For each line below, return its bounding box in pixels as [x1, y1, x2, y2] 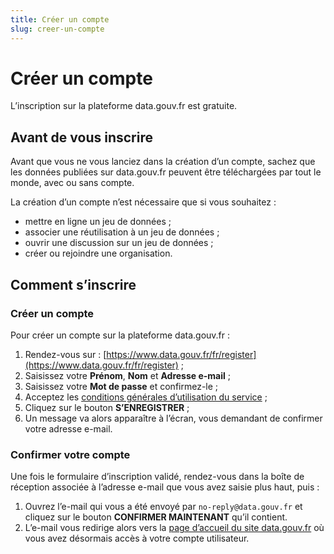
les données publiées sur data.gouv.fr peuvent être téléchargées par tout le [10, 166, 322, 178]
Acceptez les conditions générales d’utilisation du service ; [24, 391, 268, 403]
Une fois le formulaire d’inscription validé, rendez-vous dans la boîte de [10, 471, 305, 483]
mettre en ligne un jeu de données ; [24, 216, 172, 228]
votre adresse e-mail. [24, 422, 113, 435]
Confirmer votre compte [10, 447, 131, 461]
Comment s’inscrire [10, 276, 137, 293]
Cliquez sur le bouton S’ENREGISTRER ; [24, 401, 190, 413]
